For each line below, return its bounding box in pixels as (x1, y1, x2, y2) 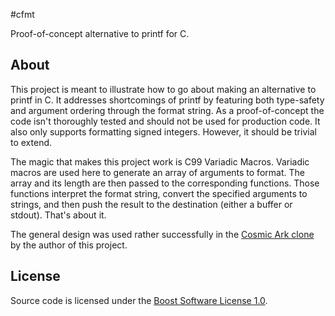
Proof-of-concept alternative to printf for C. (10, 28, 190, 39)
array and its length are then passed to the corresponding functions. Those (10, 177, 320, 189)
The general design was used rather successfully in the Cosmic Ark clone (10, 228, 315, 240)
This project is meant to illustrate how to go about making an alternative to (10, 83, 317, 95)
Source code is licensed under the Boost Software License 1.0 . (10, 294, 268, 306)
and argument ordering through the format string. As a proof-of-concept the (10, 104, 325, 116)
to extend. (10, 136, 53, 148)
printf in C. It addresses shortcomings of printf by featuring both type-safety (10, 94, 325, 106)
